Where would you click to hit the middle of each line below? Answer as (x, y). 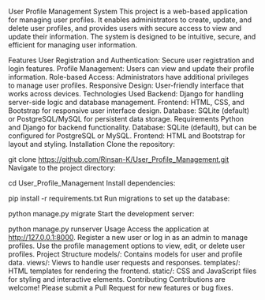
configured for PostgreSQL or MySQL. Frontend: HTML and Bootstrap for (127, 136)
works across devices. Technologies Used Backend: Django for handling (126, 94)
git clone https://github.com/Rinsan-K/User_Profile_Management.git (119, 159)
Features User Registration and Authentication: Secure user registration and (131, 60)
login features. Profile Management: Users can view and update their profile (131, 69)
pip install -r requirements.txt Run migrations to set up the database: (119, 198)
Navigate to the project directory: (62, 168)
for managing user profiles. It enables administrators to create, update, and (130, 20)
